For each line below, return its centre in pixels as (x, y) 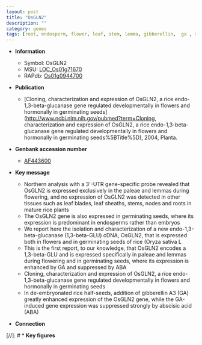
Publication (29, 87)
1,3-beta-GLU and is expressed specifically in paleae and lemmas (105, 255)
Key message (32, 173)
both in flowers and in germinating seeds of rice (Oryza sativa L (103, 242)
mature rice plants (46, 210)
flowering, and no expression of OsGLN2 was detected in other (102, 197)
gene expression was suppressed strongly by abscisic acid (119, 306)
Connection (30, 324)
